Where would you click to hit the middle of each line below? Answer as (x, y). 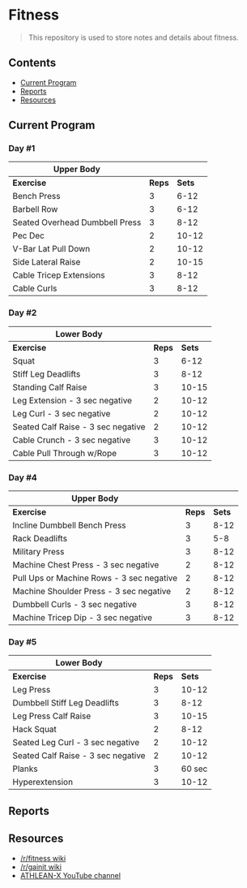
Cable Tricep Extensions (59, 275)
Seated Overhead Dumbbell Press (77, 222)
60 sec (194, 769)
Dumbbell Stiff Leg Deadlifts (66, 703)
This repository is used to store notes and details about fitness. (133, 37)
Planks (25, 769)
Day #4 (23, 477)
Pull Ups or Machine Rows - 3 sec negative (95, 578)
